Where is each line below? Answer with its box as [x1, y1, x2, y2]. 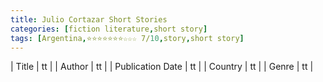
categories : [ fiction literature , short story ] [10, 24, 208, 34]
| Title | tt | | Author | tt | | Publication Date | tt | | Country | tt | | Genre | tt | [10, 61, 314, 73]
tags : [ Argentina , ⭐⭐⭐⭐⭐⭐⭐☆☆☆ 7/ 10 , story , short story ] [10, 33, 245, 43]
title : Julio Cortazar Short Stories [10, 14, 168, 25]
